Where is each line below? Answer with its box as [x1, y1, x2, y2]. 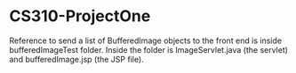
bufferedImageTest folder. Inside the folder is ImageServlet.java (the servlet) [9, 44, 289, 55]
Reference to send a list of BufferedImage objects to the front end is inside [9, 35, 283, 46]
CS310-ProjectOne [9, 6, 151, 26]
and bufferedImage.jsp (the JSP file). [9, 54, 144, 64]
